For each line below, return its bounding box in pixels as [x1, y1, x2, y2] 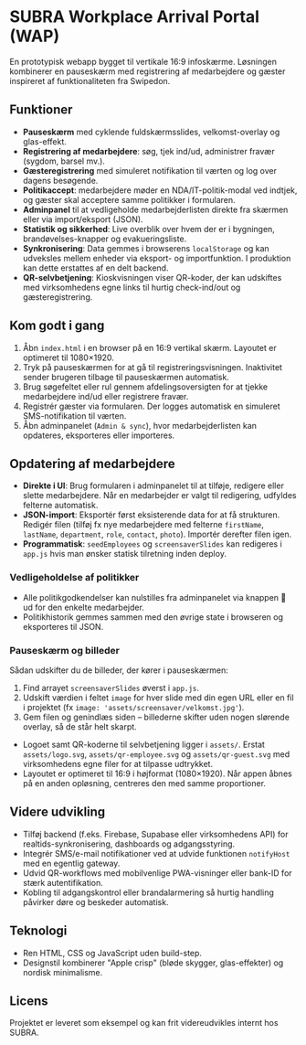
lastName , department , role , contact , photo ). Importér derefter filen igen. [22, 528, 292, 540]
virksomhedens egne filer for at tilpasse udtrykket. [22, 758, 213, 769]
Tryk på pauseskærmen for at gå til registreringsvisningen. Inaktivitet [22, 361, 283, 372]
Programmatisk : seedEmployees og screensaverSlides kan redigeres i [22, 538, 283, 549]
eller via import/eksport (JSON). [22, 213, 143, 225]
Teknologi [9, 923, 68, 939]
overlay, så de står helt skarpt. [22, 720, 137, 732]
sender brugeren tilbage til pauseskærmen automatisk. [22, 371, 230, 382]
